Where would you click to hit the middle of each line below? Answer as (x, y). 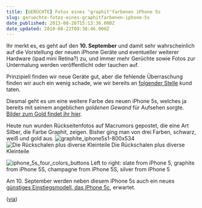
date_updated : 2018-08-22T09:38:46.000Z (58, 29)
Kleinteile (18, 151)
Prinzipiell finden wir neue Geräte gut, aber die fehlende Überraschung (95, 77)
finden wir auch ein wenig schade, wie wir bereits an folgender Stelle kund (99, 83)
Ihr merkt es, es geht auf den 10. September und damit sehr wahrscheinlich (101, 46)
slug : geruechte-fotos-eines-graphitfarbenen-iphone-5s (78, 17)
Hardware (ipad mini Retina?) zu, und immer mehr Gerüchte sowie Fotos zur (101, 58)
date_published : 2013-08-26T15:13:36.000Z (60, 23)
